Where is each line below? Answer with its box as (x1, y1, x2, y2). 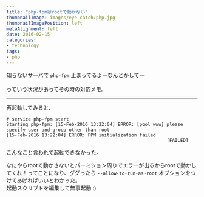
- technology (6, 43, 39, 49)
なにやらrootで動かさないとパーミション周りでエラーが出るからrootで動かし (6, 161, 197, 169)
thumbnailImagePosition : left (6, 20, 83, 26)
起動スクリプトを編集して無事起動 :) (6, 184, 97, 192)
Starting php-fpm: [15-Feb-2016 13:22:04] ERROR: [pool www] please (6, 121, 183, 127)
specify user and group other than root (6, 127, 110, 133)
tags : (6, 48, 20, 55)
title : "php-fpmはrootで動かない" (6, 8, 88, 15)
